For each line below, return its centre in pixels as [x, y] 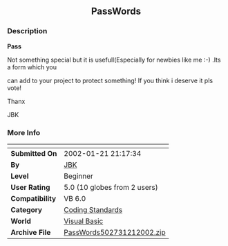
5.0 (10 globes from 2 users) [111, 187]
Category [27, 209]
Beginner [78, 176]
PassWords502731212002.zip [115, 232]
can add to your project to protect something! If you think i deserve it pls [110, 80]
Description [27, 31]
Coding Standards [93, 209]
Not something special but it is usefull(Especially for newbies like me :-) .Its [114, 60]
